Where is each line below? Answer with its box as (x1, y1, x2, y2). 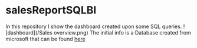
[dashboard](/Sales (5, 29, 52, 36)
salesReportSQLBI (5, 4, 97, 17)
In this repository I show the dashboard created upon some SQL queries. (5, 23, 182, 30)
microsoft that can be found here (5, 35, 86, 42)
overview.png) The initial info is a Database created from (53, 29, 191, 36)
